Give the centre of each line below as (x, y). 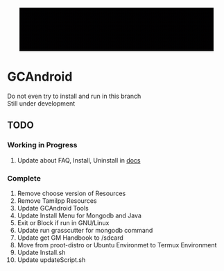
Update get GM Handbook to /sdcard (70, 238)
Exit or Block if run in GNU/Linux (63, 222)
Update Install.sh (41, 252)
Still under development (41, 103)
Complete (24, 178)
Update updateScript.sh (51, 260)
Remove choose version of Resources (71, 193)
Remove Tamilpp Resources (57, 200)
